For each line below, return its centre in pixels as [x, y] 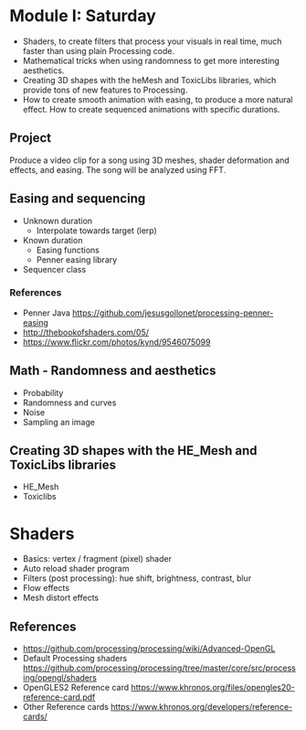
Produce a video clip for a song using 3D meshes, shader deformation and [149, 160]
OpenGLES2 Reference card [76, 688]
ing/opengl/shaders [60, 678]
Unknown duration [58, 220]
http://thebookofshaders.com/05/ [85, 332]
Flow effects [46, 588]
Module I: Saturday [83, 16]
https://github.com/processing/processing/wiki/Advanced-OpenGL [149, 649]
